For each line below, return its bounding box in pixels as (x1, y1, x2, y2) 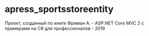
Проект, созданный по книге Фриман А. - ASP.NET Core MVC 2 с (5, 20, 144, 26)
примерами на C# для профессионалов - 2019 (5, 25, 106, 31)
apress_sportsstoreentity (5, 3, 114, 15)
